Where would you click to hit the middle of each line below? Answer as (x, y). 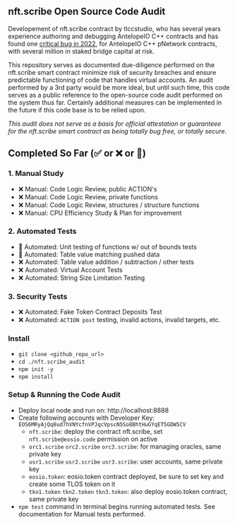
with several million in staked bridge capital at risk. (81, 51)
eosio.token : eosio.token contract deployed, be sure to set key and (126, 476)
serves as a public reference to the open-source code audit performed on (115, 95)
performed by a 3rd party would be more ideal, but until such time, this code (119, 87)
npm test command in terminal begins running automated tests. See (117, 506)
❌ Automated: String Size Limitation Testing (81, 278)
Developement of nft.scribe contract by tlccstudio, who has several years (115, 28)
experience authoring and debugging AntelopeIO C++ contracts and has (113, 36)
